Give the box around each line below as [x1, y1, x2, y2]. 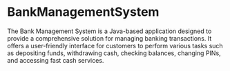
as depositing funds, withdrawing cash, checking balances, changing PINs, [7, 49, 221, 57]
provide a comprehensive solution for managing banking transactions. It [7, 34, 212, 42]
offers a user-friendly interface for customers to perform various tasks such [7, 41, 223, 50]
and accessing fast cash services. [7, 56, 104, 64]
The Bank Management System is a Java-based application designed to [7, 27, 212, 35]
